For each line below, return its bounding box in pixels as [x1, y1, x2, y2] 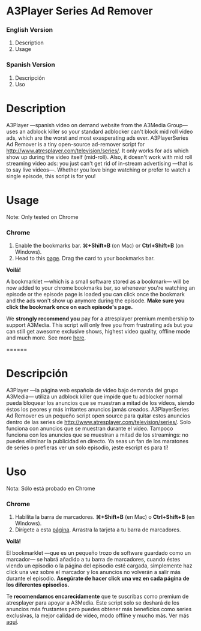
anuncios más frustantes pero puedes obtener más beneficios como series [6, 606, 192, 613]
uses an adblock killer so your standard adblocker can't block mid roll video [6, 128, 193, 135]
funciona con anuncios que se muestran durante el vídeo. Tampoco [6, 425, 173, 432]
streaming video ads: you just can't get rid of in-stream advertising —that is [6, 160, 193, 167]
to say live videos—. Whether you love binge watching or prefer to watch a [6, 166, 191, 173]
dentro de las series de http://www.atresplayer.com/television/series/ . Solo [6, 418, 191, 425]
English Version [6, 26, 53, 34]
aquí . [6, 618, 19, 626]
